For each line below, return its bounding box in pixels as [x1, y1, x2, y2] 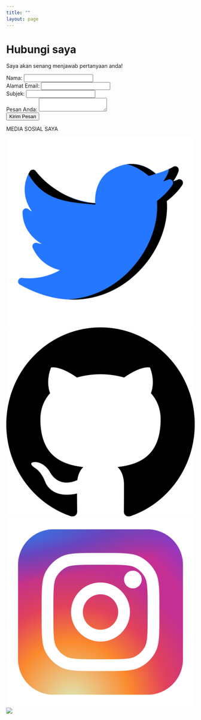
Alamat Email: [6, 82, 40, 89]
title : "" [6, 10, 31, 16]
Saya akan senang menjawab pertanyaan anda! [6, 62, 123, 70]
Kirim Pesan [9, 113, 36, 120]
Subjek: [6, 90, 25, 97]
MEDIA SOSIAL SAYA [6, 125, 59, 133]
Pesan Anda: [6, 106, 38, 113]
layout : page [6, 16, 39, 22]
